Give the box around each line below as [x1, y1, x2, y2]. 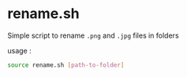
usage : [7, 46, 32, 55]
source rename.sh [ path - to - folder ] [7, 60, 125, 69]
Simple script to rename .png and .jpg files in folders [7, 31, 179, 40]
